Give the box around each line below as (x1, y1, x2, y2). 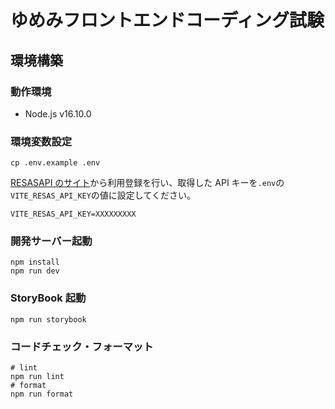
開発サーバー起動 (10, 234, 93, 248)
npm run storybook (10, 314, 87, 325)
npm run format (10, 389, 74, 400)
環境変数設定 (10, 134, 73, 148)
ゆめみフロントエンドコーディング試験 (10, 9, 325, 32)
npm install (10, 257, 60, 268)
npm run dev (10, 266, 60, 276)
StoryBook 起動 (10, 291, 87, 305)
